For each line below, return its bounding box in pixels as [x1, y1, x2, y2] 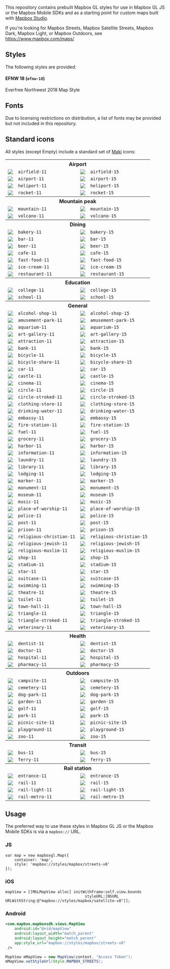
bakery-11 [18, 229, 42, 235]
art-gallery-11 [18, 331, 55, 337]
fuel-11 [18, 429, 37, 435]
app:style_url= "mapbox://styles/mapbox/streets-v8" [14, 940, 126, 946]
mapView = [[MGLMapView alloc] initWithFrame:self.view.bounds [5, 889, 142, 895]
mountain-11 [18, 206, 47, 212]
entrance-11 [18, 773, 47, 779]
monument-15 [90, 485, 119, 490]
